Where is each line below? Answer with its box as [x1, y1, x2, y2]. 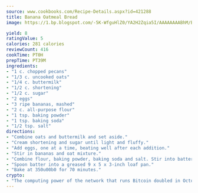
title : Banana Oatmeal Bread [6, 14, 78, 20]
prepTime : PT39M [6, 57, 46, 64]
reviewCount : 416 [6, 46, 49, 53]
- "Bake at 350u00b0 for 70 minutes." [6, 167, 101, 173]
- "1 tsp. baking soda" [6, 118, 65, 124]
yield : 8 [6, 30, 28, 36]
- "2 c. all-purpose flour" [6, 107, 75, 112]
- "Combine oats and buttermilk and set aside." [6, 134, 128, 140]
